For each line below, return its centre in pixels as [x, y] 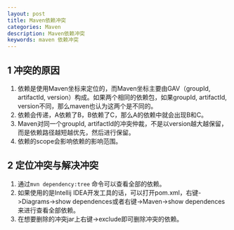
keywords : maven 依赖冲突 [43, 40]
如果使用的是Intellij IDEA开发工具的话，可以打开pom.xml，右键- [109, 192]
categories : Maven [34, 27]
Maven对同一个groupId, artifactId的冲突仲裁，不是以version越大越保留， [122, 123]
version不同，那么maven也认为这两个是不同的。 [87, 106]
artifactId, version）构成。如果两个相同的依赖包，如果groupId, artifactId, [122, 97]
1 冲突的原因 [34, 70]
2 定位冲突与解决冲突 [53, 166]
